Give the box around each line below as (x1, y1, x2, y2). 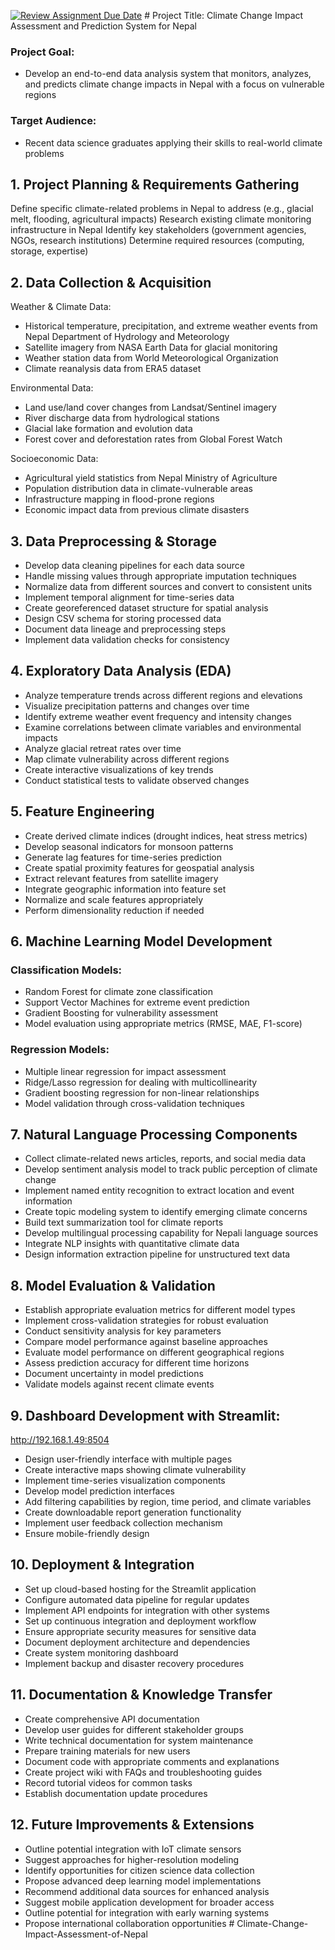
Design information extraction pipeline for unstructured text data (24, 1248, 291, 1260)
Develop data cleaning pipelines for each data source (24, 560, 245, 572)
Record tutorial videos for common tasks (24, 1776, 193, 1789)
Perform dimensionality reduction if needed (24, 904, 205, 916)
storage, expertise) (10, 245, 89, 257)
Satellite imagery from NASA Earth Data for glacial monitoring (24, 341, 278, 354)
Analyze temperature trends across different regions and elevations (24, 689, 303, 701)
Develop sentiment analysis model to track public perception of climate (24, 1163, 318, 1175)
